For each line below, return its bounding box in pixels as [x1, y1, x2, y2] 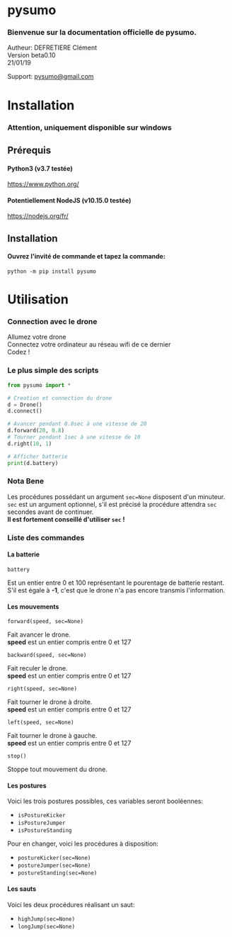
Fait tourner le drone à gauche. [7, 731, 98, 740]
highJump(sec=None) [17, 915, 76, 923]
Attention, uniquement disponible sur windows [7, 123, 172, 133]
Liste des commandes [7, 532, 85, 542]
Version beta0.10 [7, 51, 56, 60]
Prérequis [7, 144, 52, 156]
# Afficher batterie [7, 453, 69, 460]
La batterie [7, 550, 40, 559]
